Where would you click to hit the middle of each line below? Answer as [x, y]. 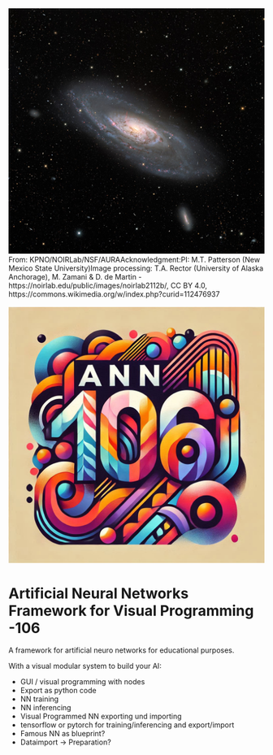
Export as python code [58, 691]
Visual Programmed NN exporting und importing [101, 716]
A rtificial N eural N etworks [99, 593]
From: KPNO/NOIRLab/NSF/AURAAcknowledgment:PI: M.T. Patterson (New [134, 260]
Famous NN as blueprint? [63, 734]
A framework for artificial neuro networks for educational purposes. [121, 650]
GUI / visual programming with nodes [82, 682]
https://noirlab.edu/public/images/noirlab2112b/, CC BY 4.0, [108, 286]
